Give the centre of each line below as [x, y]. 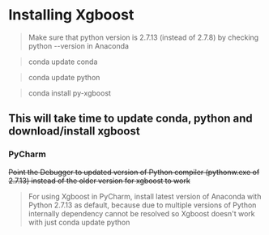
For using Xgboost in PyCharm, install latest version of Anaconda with [145, 196]
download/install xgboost [74, 131]
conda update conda [63, 62]
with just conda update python [79, 222]
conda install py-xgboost [70, 93]
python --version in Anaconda [79, 45]
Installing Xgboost [71, 15]
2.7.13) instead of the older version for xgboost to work [99, 181]
